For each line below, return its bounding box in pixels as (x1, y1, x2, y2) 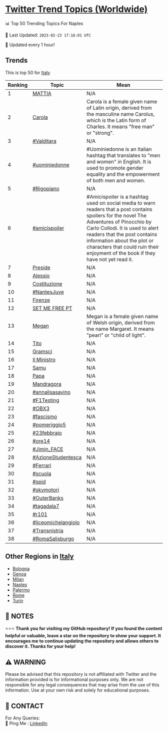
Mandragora (32, 380, 61, 387)
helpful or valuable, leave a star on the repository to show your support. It (5, 633, 161, 639)
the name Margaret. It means (86, 325, 154, 332)
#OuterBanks (32, 495, 64, 502)
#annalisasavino (32, 388, 71, 395)
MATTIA (32, 90, 51, 97)
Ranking (7, 81, 28, 88)
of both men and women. (86, 177, 145, 184)
